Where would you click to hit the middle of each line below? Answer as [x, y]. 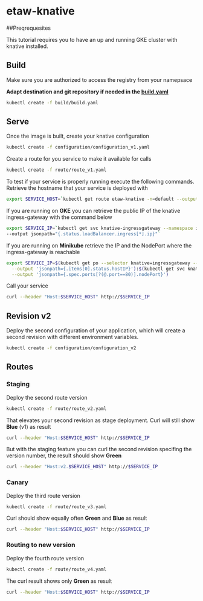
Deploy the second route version [47, 397]
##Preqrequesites [29, 28]
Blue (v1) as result [29, 426]
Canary [18, 482]
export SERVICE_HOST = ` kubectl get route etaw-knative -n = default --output [102, 199]
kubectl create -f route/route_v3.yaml [56, 507]
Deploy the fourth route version [45, 558]
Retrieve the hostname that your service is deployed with [77, 188]
